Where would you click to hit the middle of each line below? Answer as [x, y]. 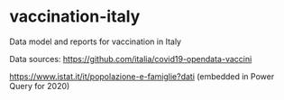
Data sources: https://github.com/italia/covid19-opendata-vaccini [131, 59]
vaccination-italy [75, 17]
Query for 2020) [40, 86]
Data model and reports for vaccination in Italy [96, 41]
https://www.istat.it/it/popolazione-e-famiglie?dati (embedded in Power [142, 76]
